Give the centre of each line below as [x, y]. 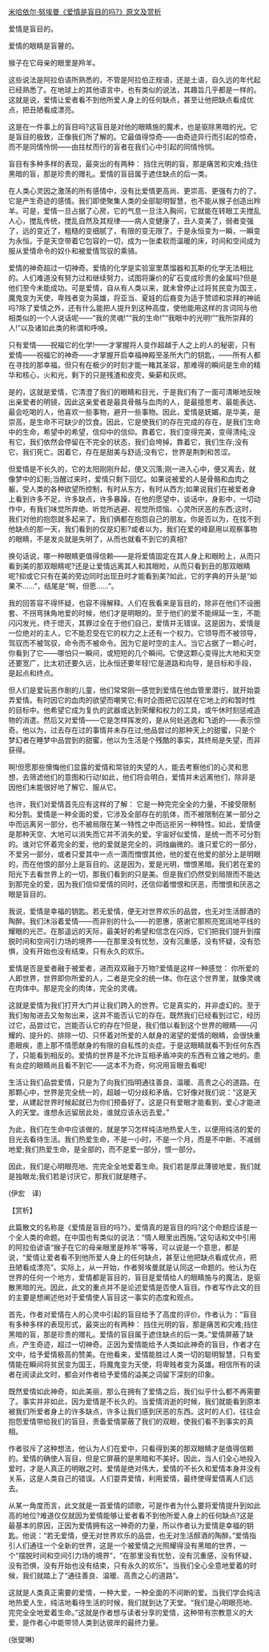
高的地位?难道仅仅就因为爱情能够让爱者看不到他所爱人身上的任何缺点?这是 [131, 1516]
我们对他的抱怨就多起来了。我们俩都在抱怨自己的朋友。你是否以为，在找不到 [134, 519]
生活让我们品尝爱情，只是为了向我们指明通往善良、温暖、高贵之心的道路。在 [134, 1082]
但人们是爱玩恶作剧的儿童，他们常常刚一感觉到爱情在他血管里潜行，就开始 [131, 690]
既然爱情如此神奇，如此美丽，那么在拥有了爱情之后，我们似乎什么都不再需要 [134, 1391]
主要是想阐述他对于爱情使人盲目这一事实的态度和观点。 [106, 1297]
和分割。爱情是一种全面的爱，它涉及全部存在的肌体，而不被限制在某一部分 [131, 814]
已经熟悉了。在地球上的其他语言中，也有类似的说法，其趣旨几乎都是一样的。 [134, 90]
